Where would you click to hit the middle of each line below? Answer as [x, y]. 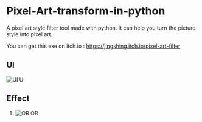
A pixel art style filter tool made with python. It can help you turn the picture [101, 28]
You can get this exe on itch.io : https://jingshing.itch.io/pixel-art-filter [93, 46]
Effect [18, 99]
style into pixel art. [30, 34]
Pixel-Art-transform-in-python [86, 11]
